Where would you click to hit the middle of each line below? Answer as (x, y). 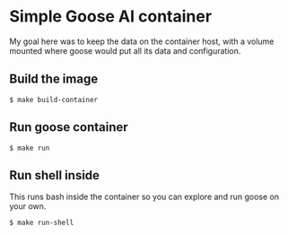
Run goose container (69, 127)
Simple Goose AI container (111, 17)
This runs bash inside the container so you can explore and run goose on (144, 197)
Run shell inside (55, 175)
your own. (28, 206)
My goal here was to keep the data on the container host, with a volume (142, 41)
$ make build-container (54, 100)
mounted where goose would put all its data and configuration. (125, 50)
